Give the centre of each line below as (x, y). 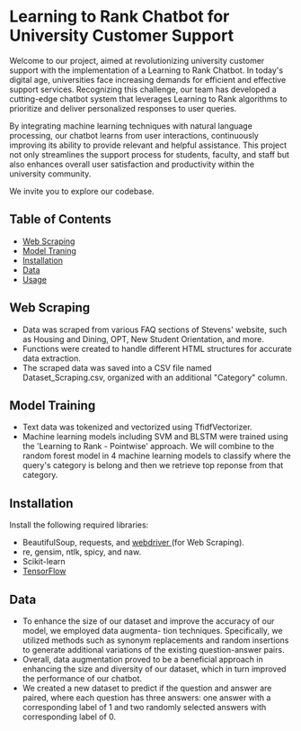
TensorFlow (44, 571)
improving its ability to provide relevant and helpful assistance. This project (148, 145)
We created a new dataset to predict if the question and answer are (147, 688)
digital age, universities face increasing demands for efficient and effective (148, 79)
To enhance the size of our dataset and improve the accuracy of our (148, 621)
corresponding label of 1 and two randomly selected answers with (144, 707)
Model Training (53, 406)
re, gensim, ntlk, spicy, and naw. (82, 552)
